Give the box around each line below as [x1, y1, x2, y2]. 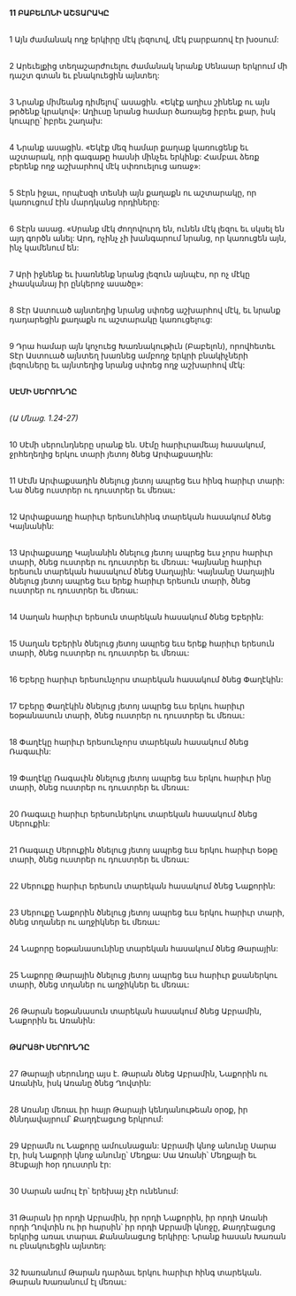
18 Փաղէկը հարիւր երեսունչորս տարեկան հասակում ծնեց [9, 737, 249, 747]
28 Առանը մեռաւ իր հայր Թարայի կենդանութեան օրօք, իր [9, 1105, 248, 1114]
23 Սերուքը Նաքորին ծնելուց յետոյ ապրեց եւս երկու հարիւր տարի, [9, 907, 285, 918]
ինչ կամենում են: [9, 243, 80, 252]
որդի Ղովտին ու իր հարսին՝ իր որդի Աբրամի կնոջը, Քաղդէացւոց [9, 1222, 276, 1232]
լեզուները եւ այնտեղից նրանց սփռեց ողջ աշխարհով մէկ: [9, 360, 246, 370]
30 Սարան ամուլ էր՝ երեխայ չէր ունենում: [9, 1186, 179, 1196]
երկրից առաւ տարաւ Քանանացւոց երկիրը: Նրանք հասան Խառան [9, 1231, 286, 1241]
